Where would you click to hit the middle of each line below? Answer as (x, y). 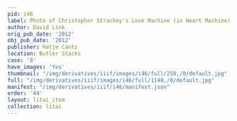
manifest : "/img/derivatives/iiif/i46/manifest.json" (89, 87)
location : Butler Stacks (44, 54)
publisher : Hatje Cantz (43, 47)
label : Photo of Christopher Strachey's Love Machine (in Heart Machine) (119, 21)
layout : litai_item (36, 100)
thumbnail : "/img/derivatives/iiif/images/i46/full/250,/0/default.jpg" (117, 73)
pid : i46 (20, 14)
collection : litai (35, 107)
